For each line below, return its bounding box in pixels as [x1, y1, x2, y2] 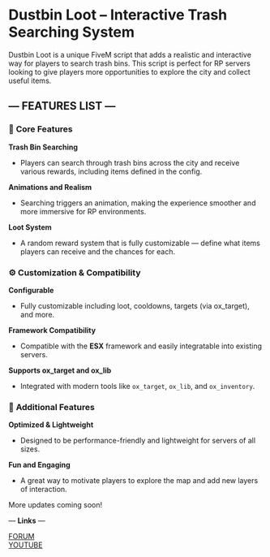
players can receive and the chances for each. [19, 246, 176, 257]
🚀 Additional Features [8, 401, 95, 412]
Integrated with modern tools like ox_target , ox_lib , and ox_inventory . [19, 381, 255, 391]
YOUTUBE [8, 540, 43, 550]
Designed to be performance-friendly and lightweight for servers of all [19, 436, 256, 446]
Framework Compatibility [8, 325, 96, 335]
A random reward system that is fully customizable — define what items [19, 238, 261, 248]
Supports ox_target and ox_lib [8, 365, 112, 375]
